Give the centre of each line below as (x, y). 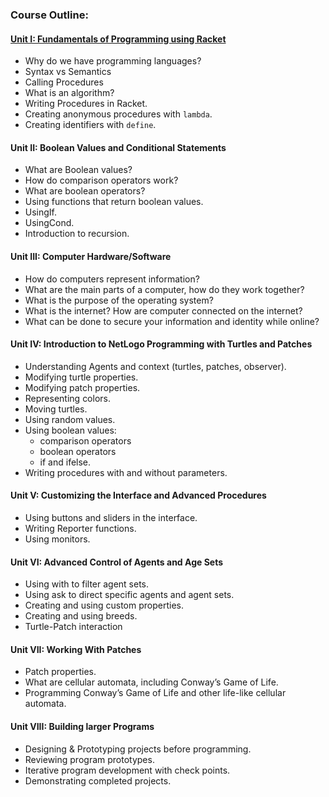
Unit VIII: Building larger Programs (82, 726)
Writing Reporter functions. (80, 528)
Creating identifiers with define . (90, 125)
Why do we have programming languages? (113, 61)
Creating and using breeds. (81, 616)
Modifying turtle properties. (81, 377)
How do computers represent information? (112, 279)
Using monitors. (57, 539)
